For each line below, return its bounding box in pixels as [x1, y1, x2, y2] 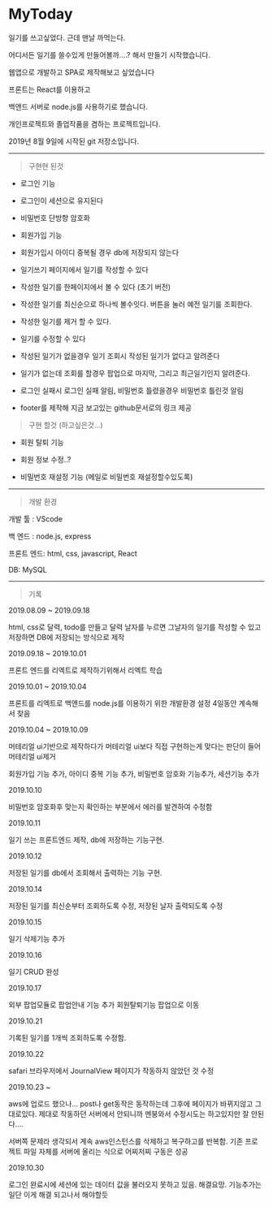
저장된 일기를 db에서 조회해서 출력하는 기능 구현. [8, 867, 162, 877]
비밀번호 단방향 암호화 [19, 213, 91, 223]
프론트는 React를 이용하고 [8, 84, 91, 94]
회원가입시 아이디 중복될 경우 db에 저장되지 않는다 [19, 247, 180, 257]
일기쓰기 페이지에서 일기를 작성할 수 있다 [19, 265, 149, 275]
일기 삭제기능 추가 [8, 933, 65, 943]
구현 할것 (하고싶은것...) [28, 420, 103, 430]
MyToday [8, 5, 73, 24]
